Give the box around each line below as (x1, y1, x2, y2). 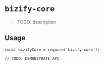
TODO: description (17, 19, 57, 25)
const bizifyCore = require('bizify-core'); (5, 47, 100, 52)
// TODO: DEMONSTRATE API (5, 56, 59, 61)
